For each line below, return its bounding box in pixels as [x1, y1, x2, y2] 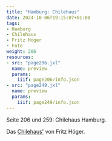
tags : [6, 20, 20, 26]
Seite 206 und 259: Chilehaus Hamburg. [6, 116, 107, 123]
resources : [6, 54, 34, 60]
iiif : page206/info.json [17, 77, 80, 83]
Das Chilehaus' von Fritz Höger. [6, 128, 85, 135]
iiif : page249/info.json [17, 99, 80, 105]
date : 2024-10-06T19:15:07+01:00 [6, 15, 91, 21]
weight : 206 [6, 49, 36, 55]
